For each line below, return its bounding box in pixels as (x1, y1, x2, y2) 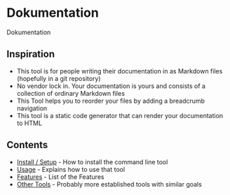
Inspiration (6, 48, 55, 60)
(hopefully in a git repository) (16, 74, 101, 82)
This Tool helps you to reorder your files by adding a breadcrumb (16, 96, 205, 105)
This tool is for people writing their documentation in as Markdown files (16, 66, 223, 75)
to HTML (16, 119, 43, 127)
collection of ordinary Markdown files (16, 89, 126, 97)
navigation (16, 103, 48, 113)
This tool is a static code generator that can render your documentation (16, 111, 224, 120)
